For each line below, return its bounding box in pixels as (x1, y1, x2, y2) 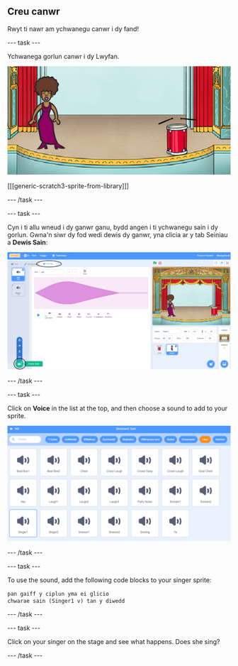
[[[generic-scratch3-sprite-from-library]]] (7, 181, 130, 190)
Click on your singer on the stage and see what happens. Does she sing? (7, 637, 220, 645)
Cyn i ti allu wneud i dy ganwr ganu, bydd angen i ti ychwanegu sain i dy (7, 223, 218, 231)
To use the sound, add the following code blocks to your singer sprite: (7, 575, 212, 584)
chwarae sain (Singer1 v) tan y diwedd (7, 597, 125, 604)
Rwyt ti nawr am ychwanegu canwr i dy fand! (7, 24, 140, 33)
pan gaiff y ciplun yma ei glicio (7, 590, 110, 597)
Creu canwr (7, 6, 60, 18)
